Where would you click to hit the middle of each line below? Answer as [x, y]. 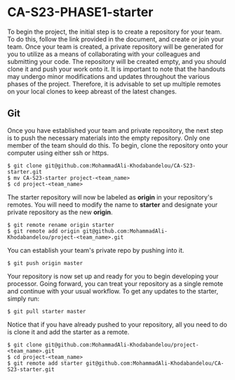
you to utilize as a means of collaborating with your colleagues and [104, 54]
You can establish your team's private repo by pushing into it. [96, 250]
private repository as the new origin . [60, 212]
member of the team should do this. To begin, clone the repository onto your [118, 145]
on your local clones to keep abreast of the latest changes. [92, 91]
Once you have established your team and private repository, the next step [115, 130]
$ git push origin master [45, 263]
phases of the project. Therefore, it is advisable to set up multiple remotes [114, 84]
